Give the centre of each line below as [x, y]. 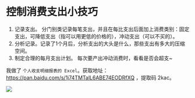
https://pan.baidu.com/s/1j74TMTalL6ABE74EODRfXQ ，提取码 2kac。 [90, 77]
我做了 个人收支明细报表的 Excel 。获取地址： [57, 70]
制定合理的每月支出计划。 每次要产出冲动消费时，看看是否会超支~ [93, 58]
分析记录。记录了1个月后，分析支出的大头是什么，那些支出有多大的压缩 [100, 43]
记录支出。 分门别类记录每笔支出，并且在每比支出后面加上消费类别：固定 [102, 29]
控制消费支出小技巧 [52, 12]
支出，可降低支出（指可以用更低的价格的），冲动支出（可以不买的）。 [96, 36]
